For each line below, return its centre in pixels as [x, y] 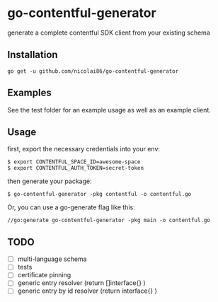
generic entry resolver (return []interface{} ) [82, 283]
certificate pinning [44, 275]
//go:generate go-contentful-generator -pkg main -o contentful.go [109, 221]
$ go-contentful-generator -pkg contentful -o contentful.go [99, 194]
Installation [33, 55]
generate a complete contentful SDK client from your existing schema [109, 33]
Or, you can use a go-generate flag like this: [71, 207]
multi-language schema [52, 259]
